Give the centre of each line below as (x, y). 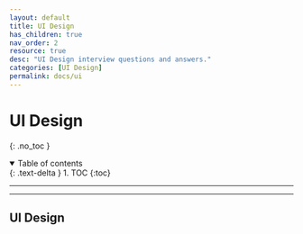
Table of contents (50, 163)
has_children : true (46, 34)
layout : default (40, 18)
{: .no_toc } (30, 146)
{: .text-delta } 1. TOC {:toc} (60, 173)
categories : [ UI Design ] (56, 68)
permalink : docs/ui (46, 76)
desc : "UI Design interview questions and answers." (110, 59)
